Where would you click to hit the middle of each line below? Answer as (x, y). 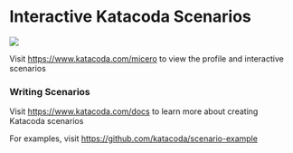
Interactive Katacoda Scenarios (130, 17)
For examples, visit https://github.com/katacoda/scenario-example (133, 139)
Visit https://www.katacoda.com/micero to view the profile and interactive (147, 58)
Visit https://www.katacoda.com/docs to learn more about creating (134, 111)
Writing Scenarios (50, 91)
